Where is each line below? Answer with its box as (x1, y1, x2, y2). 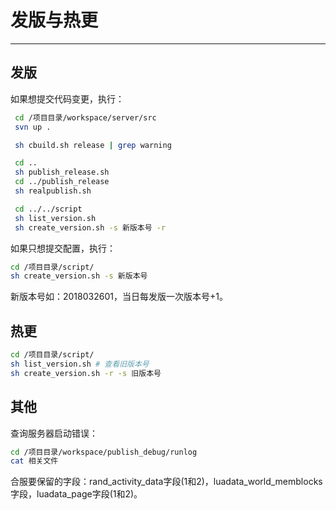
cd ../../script (14, 204, 83, 214)
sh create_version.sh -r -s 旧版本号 (10, 368, 162, 378)
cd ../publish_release (14, 177, 110, 187)
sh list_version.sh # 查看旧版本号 (10, 359, 150, 369)
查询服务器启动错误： (10, 427, 98, 439)
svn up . (14, 122, 52, 132)
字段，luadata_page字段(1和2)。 (10, 488, 143, 500)
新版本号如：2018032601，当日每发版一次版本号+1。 (10, 291, 228, 303)
